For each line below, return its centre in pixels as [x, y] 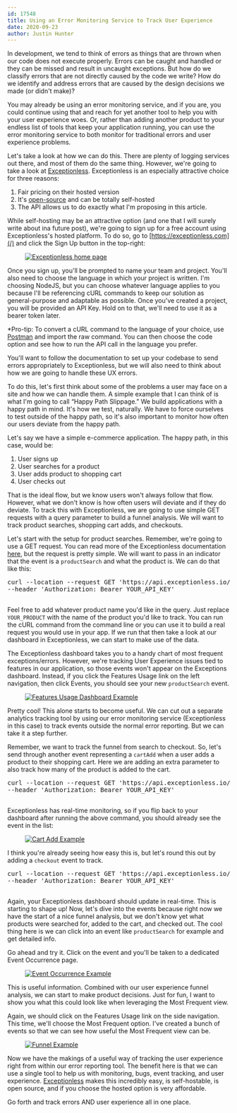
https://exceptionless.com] [190, 236]
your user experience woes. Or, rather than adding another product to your [116, 120]
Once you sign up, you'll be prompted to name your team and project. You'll [117, 271]
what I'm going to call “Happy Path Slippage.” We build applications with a [115, 402]
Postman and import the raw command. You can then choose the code [110, 337]
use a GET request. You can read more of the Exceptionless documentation [117, 546]
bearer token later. [34, 315]
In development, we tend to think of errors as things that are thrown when [114, 54]
